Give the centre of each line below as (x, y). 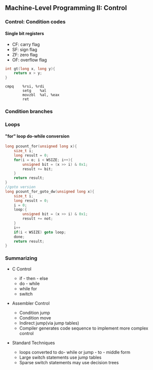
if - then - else (34, 278)
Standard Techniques (33, 343)
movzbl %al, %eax (41, 95)
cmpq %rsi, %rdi (25, 87)
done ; (19, 237)
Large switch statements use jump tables (60, 357)
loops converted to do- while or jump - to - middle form (75, 352)
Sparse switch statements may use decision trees (69, 362)
